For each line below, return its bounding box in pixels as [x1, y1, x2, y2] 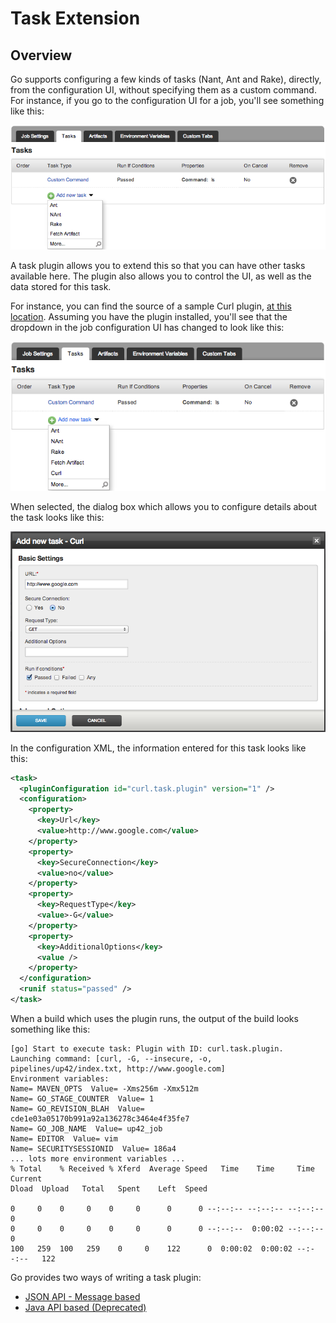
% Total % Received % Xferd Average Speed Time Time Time [10, 1163, 315, 1174]
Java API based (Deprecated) [24, 1301, 147, 1313]
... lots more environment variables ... [10, 1153, 186, 1164]
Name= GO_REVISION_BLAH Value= [10, 1103, 145, 1114]
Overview [10, 47, 73, 64]
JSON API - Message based [24, 1290, 141, 1302]
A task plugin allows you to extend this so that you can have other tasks [10, 259, 306, 271]
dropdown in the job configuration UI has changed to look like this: [10, 321, 285, 333]
